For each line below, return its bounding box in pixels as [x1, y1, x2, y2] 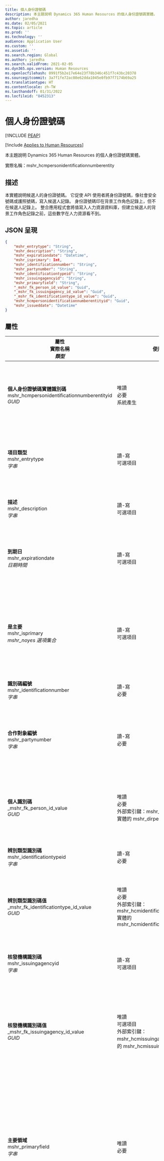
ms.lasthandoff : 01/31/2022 [5, 89, 62, 94]
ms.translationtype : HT [5, 80, 54, 85]
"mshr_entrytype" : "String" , [14, 244, 73, 249]
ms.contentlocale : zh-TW [5, 84, 56, 89]
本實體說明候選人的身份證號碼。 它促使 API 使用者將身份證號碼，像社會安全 [5, 192, 157, 198]
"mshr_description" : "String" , [14, 248, 78, 253]
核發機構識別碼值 [7, 1022, 47, 1028]
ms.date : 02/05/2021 [5, 21, 47, 26]
